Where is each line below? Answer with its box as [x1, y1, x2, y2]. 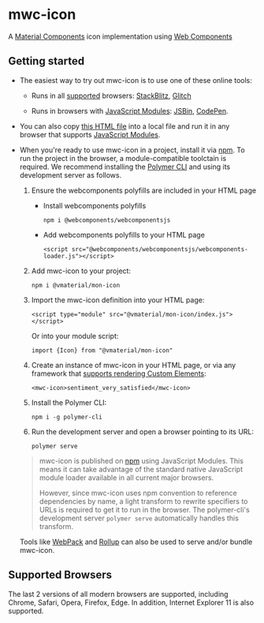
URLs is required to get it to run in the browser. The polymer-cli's [39, 505, 250, 514]
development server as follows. [19, 170, 122, 179]
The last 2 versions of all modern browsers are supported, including [8, 589, 229, 599]
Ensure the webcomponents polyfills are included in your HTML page [31, 186, 257, 195]
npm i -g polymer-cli [31, 413, 102, 421]
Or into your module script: [31, 331, 119, 340]
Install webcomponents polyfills [43, 201, 147, 210]
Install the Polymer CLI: [31, 397, 107, 407]
